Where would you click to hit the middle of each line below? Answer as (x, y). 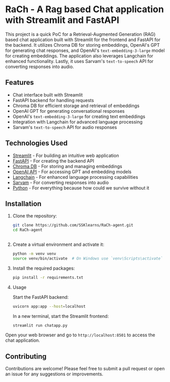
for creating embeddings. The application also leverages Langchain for (79, 56)
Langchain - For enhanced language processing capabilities (75, 177)
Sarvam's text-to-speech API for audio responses (65, 127)
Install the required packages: (44, 268)
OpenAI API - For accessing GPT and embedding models (72, 172)
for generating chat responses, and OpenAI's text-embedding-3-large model (85, 50)
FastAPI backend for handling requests (53, 100)
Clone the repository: (35, 216)
